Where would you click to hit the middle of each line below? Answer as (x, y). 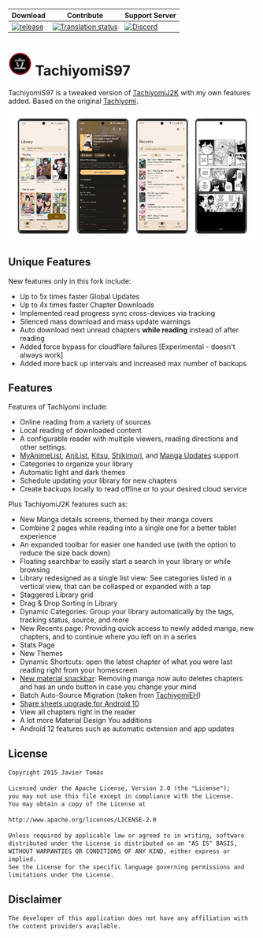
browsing (35, 570)
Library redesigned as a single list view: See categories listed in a (126, 578)
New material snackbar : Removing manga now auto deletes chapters (131, 679)
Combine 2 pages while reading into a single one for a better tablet (128, 528)
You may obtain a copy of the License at (77, 804)
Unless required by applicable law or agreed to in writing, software (126, 836)
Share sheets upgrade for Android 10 (79, 704)
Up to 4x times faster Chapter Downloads (87, 305)
